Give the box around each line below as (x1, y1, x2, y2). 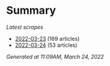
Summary (6, 4, 56, 17)
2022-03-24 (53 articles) (14, 41, 78, 49)
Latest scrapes (6, 23, 43, 31)
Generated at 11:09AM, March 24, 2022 (6, 53, 104, 60)
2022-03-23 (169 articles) (14, 35, 80, 42)
